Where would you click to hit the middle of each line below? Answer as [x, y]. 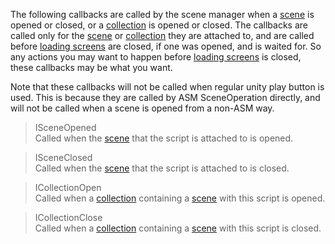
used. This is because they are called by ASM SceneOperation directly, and [165, 97]
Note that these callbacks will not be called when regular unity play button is [167, 87]
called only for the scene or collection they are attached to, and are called [162, 35]
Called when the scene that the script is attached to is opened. [164, 138]
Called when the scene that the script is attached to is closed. [162, 168]
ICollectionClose [68, 217]
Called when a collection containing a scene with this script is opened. [180, 198]
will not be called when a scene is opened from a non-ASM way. [142, 108]
